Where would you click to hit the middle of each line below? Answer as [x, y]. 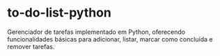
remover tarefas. [31, 46]
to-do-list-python [59, 13]
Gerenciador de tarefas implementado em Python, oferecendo [96, 32]
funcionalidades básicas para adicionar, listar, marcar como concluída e [110, 39]
